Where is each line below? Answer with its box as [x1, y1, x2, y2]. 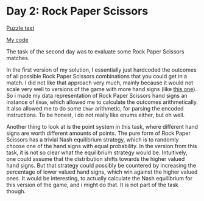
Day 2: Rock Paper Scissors [6, 4, 149, 18]
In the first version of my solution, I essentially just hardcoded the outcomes [6, 66, 197, 73]
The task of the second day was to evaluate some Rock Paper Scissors [6, 47, 185, 55]
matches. [6, 54, 30, 61]
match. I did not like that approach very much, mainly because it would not [6, 79, 194, 86]
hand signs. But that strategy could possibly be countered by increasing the [6, 162, 197, 169]
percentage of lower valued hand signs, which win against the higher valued [6, 168, 198, 175]
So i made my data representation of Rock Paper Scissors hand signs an [6, 92, 188, 99]
